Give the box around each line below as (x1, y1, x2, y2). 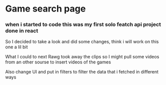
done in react (5, 27, 38, 34)
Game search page (5, 3, 86, 15)
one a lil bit (5, 44, 28, 50)
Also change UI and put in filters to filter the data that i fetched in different (5, 69, 159, 75)
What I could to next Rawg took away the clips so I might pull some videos (5, 54, 159, 60)
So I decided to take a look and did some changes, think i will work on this (5, 39, 159, 45)
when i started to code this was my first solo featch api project (5, 21, 161, 28)
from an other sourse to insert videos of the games (5, 59, 111, 65)
